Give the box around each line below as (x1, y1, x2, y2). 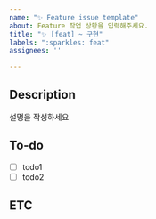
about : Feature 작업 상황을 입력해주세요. (9, 21, 149, 30)
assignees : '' (9, 46, 62, 55)
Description (9, 86, 76, 102)
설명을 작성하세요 (9, 111, 70, 122)
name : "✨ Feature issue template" (9, 12, 139, 22)
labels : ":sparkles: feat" (9, 37, 110, 47)
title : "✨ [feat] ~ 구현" (9, 29, 103, 38)
